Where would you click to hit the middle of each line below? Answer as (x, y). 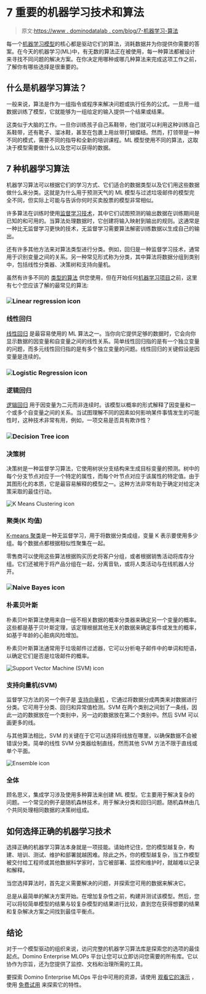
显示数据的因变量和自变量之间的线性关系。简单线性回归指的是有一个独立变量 (103, 341)
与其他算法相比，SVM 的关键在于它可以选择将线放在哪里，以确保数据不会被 (102, 736)
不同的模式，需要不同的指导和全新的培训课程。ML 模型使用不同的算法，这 (100, 140)
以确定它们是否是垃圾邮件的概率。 (49, 656)
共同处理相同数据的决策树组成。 (52, 810)
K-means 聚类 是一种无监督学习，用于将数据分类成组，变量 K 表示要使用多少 (102, 535)
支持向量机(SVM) (32, 685)
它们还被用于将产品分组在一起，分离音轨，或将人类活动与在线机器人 (103, 564)
